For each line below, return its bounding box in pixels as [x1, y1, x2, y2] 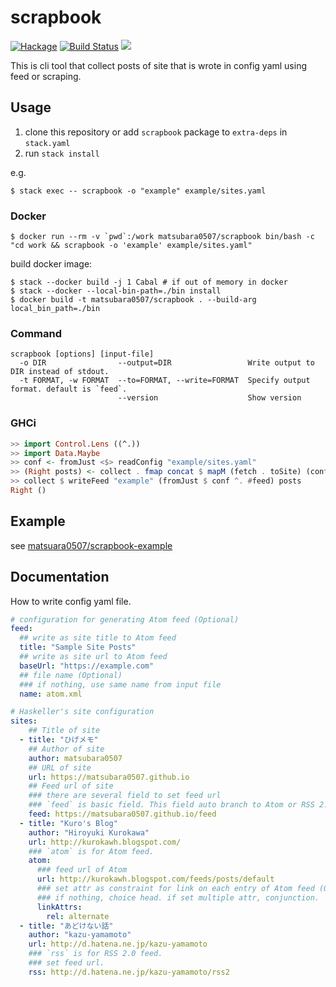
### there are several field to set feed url [28, 791, 222, 801]
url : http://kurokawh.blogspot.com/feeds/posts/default [36, 874, 275, 885]
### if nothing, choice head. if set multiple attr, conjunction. [36, 892, 320, 903]
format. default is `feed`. [10, 384, 128, 395]
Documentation [10, 569, 110, 586]
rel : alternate [46, 911, 110, 921]
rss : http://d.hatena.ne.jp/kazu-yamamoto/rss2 [28, 967, 230, 977]
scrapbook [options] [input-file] [10, 349, 155, 360]
